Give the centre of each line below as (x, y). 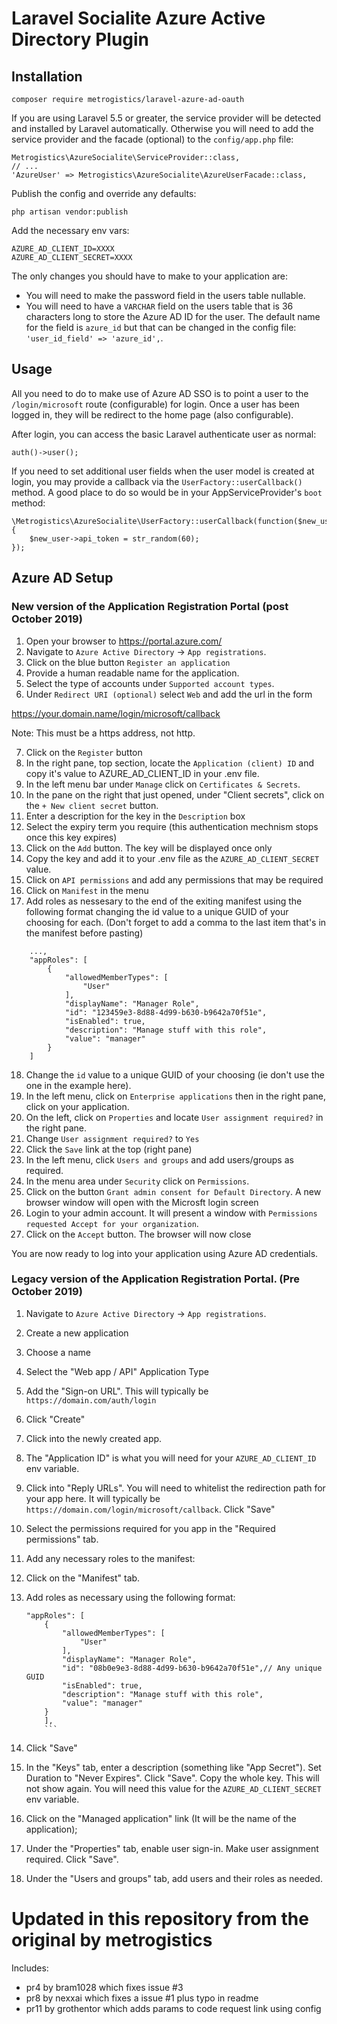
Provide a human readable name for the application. (132, 673)
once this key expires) (71, 837)
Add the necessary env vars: (70, 230)
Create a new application (77, 1333)
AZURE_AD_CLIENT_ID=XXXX (63, 249)
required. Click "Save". (72, 1859)
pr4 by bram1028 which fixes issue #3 (104, 1987)
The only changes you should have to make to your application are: (149, 276)
